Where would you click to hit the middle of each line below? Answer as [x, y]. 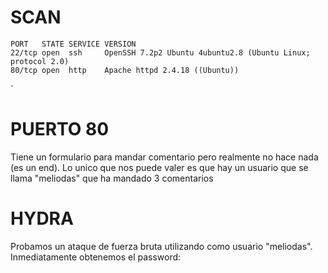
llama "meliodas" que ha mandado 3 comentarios [112, 178]
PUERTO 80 [60, 129]
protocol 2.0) [40, 61]
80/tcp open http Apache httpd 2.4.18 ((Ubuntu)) [125, 70]
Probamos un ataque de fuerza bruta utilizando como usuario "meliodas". [161, 246]
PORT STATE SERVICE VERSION [73, 44]
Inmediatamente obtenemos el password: [96, 257]
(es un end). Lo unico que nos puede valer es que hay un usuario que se [159, 167]
